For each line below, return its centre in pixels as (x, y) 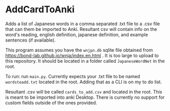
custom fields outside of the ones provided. (51, 103)
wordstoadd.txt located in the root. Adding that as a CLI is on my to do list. (84, 82)
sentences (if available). (30, 40)
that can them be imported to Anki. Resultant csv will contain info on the (81, 29)
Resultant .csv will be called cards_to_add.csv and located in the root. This (84, 91)
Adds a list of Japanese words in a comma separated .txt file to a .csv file (83, 24)
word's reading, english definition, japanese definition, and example (77, 34)
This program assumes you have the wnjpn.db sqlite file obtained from (79, 50)
